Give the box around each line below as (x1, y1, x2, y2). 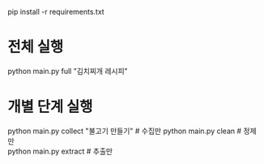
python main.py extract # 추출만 (7, 146, 113, 156)
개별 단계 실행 (7, 97, 93, 116)
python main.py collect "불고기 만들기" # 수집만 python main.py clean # (7, 126, 242, 136)
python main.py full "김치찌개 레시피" (7, 66, 129, 76)
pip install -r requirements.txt (7, 7, 104, 16)
